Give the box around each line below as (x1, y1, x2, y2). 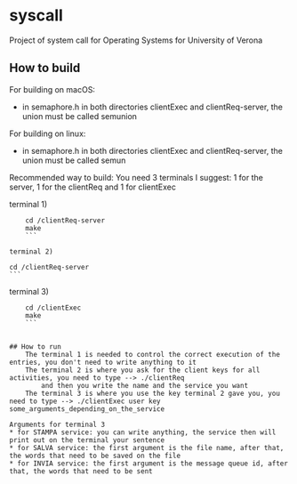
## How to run (9, 342, 62, 351)
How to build (9, 60, 81, 76)
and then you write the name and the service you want (41, 381, 249, 390)
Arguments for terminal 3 (9, 420, 105, 429)
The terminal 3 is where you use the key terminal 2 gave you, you (25, 389, 280, 398)
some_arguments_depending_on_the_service (9, 404, 165, 414)
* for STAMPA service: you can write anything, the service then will (9, 428, 277, 437)
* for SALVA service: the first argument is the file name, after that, (9, 443, 285, 452)
